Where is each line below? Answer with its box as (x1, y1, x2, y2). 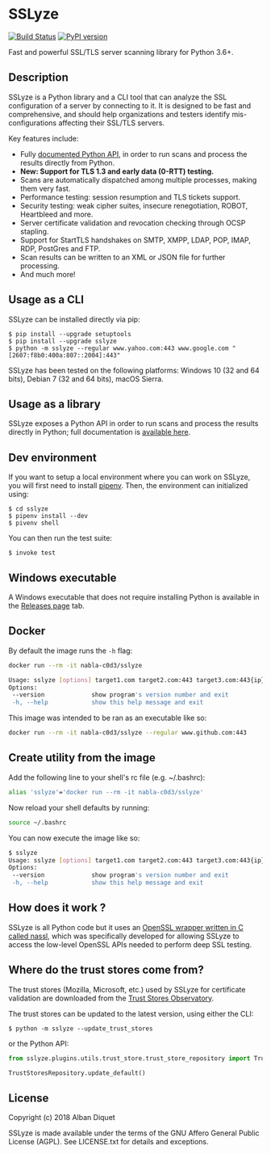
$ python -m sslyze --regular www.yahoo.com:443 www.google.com (8, 344, 229, 352)
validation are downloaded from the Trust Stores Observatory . (8, 993, 215, 1003)
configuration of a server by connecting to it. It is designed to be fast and (8, 100, 252, 110)
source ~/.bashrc (8, 818, 67, 827)
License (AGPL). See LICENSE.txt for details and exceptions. (8, 1137, 209, 1147)
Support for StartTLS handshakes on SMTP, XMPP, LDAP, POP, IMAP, (19, 235, 252, 245)
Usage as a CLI (8, 293, 85, 307)
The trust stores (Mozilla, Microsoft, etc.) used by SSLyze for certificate (8, 984, 246, 994)
